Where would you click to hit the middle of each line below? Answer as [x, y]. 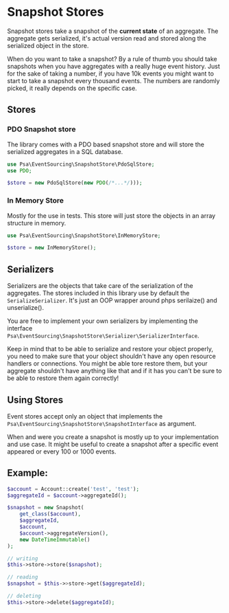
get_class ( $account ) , [50, 514]
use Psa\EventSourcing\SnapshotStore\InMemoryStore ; [84, 235]
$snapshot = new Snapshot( [46, 508]
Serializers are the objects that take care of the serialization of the [100, 286]
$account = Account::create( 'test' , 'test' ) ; [73, 489]
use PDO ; [20, 170]
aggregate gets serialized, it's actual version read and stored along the [107, 38]
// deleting [24, 596]
